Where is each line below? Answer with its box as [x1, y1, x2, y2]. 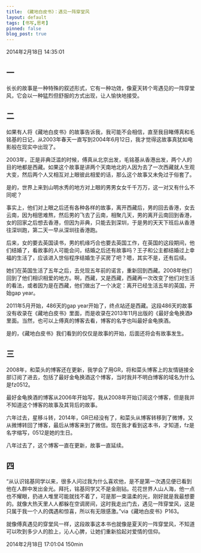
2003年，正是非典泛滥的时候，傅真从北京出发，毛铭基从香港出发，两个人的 [6, 156, 193, 163]
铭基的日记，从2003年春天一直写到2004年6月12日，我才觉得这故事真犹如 [6, 135, 188, 143]
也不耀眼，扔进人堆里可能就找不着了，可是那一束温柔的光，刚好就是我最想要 [6, 492, 195, 500]
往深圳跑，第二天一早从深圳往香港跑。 [6, 226, 100, 234]
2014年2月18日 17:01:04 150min [6, 540, 84, 548]
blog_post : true [6, 31, 47, 37]
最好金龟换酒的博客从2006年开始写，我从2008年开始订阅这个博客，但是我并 [6, 394, 195, 401]
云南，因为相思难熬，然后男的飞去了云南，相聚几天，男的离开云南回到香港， [6, 211, 195, 219]
